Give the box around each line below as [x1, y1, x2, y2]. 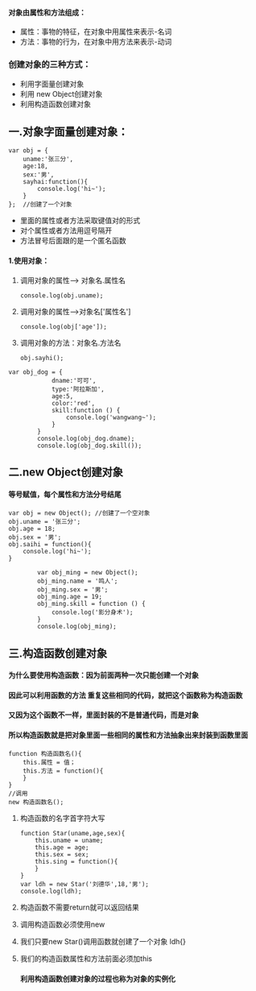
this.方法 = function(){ [23, 767, 104, 775]
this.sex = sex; [35, 851, 89, 859]
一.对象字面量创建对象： [8, 125, 129, 139]
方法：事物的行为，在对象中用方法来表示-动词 [19, 37, 172, 47]
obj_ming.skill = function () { [37, 600, 147, 608]
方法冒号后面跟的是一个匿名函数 [19, 236, 126, 246]
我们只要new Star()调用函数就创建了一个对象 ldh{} [19, 937, 187, 947]
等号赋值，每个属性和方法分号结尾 [8, 489, 122, 499]
